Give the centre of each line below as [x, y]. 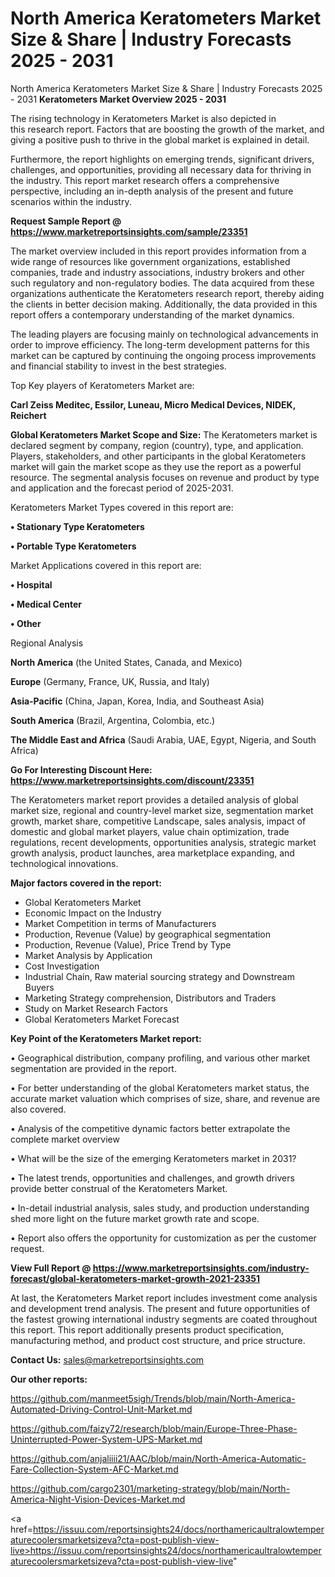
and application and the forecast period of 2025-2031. [122, 488]
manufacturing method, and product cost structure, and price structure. [158, 1340]
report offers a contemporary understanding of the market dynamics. [152, 314]
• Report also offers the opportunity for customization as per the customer [163, 1238]
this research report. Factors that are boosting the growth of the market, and [167, 129]
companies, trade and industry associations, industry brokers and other [157, 272]
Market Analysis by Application [88, 955]
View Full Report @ [51, 1268]
